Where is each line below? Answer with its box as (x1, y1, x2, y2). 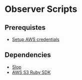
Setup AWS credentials (11, 36, 59, 42)
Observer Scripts (4, 3, 77, 15)
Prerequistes (4, 23, 46, 32)
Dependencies (4, 51, 51, 59)
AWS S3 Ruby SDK (11, 69, 51, 75)
